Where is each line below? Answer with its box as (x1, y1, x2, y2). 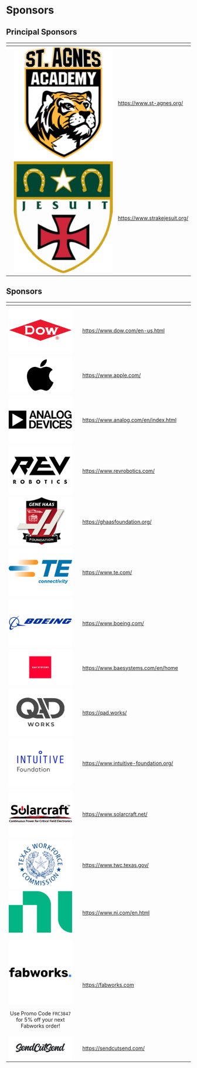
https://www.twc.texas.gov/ (81, 861, 149, 868)
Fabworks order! (20, 1022, 60, 1029)
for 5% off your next (16, 1016, 65, 1023)
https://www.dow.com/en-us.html (81, 327, 165, 334)
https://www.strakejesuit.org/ (117, 215, 189, 222)
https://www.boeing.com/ (81, 620, 145, 627)
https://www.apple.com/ (81, 372, 141, 379)
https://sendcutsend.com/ (81, 1045, 145, 1052)
